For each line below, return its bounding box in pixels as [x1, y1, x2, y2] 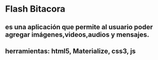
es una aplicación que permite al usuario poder [5, 23, 153, 31]
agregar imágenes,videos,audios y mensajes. [5, 30, 150, 39]
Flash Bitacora [5, 3, 65, 15]
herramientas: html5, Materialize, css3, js [5, 47, 136, 55]
